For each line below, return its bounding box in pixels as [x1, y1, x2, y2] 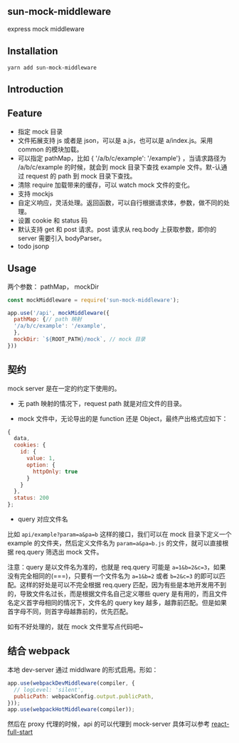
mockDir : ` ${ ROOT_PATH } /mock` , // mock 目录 [14, 336, 146, 343]
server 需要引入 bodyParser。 [17, 234, 106, 242]
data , [14, 435, 31, 442]
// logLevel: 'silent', [14, 686, 84, 693]
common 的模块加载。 [17, 145, 83, 154]
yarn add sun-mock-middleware [7, 64, 97, 71]
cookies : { [14, 442, 46, 449]
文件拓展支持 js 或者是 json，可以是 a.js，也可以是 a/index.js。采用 [17, 136, 213, 144]
